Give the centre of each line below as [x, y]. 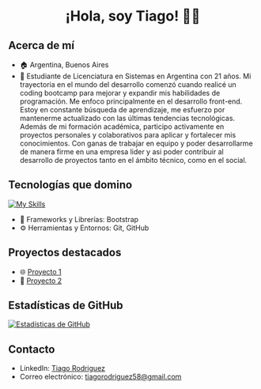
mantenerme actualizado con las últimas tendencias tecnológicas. [127, 118]
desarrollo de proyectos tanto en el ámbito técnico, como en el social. [133, 160]
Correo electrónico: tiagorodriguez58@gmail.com [100, 377]
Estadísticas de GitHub [66, 306]
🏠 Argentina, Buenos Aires [64, 65]
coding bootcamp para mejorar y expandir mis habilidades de [120, 93]
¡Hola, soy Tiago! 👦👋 [133, 16]
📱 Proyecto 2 [41, 281]
